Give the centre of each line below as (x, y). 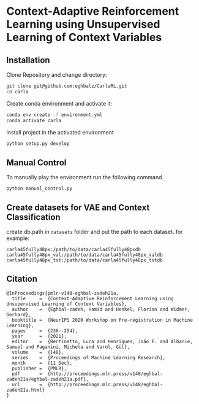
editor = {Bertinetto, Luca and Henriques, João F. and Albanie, (102, 341)
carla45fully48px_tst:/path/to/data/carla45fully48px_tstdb (85, 260)
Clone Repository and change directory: (57, 75)
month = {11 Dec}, (42, 363)
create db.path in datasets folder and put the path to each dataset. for (95, 232)
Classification (33, 217)
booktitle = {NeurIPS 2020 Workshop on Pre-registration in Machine (102, 320)
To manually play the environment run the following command (84, 177)
